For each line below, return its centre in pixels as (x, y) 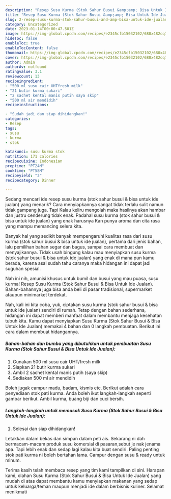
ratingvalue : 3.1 (24, 72)
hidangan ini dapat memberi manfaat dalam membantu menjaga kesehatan (83, 316)
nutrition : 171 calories (32, 157)
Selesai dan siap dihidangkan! (44, 429)
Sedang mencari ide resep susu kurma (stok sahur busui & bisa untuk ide (82, 199)
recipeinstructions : (27, 105)
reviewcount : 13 (22, 77)
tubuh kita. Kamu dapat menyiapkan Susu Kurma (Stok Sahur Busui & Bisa (83, 321)
